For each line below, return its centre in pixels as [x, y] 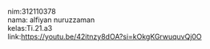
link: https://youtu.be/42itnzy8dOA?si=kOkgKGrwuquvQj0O [105, 36]
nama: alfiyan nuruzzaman [51, 20]
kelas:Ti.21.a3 [30, 28]
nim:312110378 [32, 11]
